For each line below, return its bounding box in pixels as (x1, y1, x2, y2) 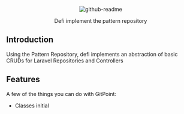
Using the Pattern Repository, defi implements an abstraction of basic (6, 50, 178, 58)
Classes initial (14, 102, 49, 109)
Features (6, 74, 40, 85)
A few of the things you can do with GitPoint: (6, 90, 117, 97)
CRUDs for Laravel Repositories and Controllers (6, 57, 124, 64)
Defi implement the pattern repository (54, 17, 147, 24)
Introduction (6, 35, 54, 45)
